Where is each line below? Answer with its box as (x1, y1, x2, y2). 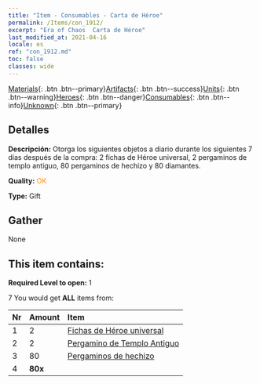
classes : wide (8, 63, 55, 71)
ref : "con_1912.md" (8, 48, 72, 56)
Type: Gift (8, 191, 41, 201)
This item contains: (8, 257, 104, 270)
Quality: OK (8, 176, 47, 185)
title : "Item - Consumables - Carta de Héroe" (8, 11, 163, 20)
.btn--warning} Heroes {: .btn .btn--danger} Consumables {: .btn (8, 92, 210, 102)
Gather (8, 213, 43, 227)
